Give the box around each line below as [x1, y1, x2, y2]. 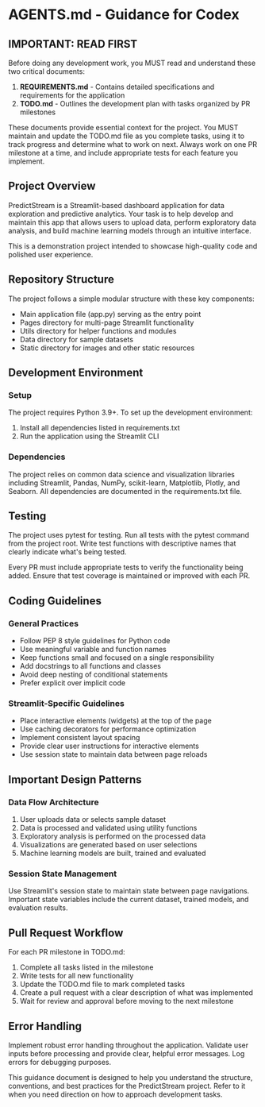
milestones [19, 107, 56, 117]
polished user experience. [8, 249, 94, 259]
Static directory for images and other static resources [19, 343, 195, 353]
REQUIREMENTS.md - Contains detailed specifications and [19, 82, 215, 91]
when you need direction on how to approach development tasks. [8, 1090, 223, 1099]
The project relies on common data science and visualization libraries [8, 469, 236, 479]
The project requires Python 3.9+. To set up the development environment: [8, 407, 253, 418]
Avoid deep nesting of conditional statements [19, 669, 168, 680]
